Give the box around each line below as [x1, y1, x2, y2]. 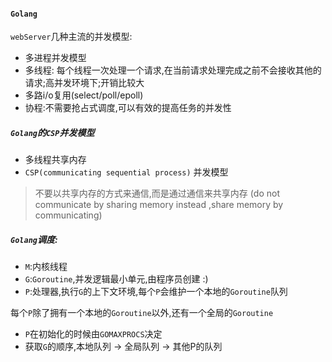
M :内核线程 [24, 261, 68, 273]
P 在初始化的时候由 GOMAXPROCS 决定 [24, 328, 163, 340]
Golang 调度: [10, 233, 58, 245]
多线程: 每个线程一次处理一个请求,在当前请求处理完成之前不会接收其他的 [24, 64, 322, 76]
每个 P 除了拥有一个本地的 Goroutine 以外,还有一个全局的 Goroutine [10, 307, 274, 319]
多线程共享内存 [24, 154, 87, 166]
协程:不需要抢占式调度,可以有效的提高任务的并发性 [24, 102, 232, 114]
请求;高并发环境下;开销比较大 [24, 77, 145, 89]
